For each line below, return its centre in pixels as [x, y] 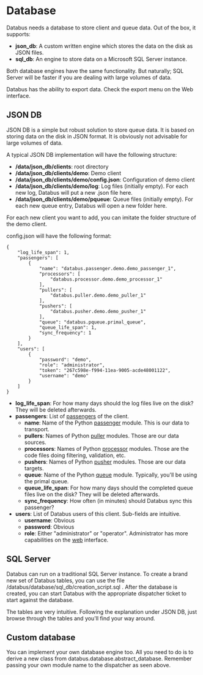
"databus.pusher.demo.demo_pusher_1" [98, 311]
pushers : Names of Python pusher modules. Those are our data [105, 462]
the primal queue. [46, 481]
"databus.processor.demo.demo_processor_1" [106, 279]
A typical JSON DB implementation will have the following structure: [92, 154]
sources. [35, 442]
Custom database [41, 637]
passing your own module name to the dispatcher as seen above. [89, 665]
